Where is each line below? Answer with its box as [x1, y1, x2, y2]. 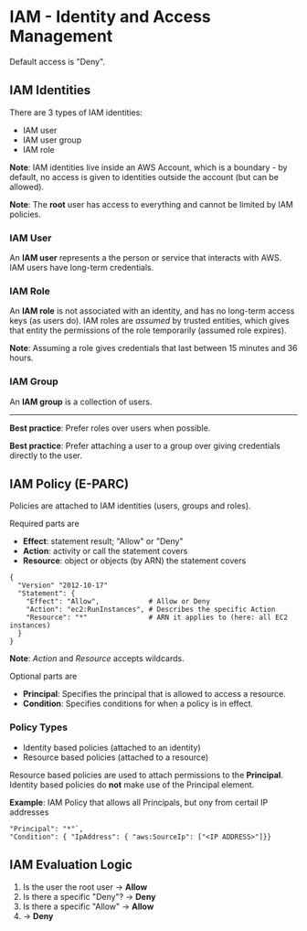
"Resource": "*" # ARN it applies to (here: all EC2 [26, 613, 288, 623]
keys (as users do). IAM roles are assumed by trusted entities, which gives [9, 316, 290, 326]
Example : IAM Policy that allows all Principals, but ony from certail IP [9, 797, 269, 808]
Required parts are [9, 519, 79, 530]
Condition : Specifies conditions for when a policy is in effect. [22, 698, 254, 710]
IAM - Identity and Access [9, 6, 212, 27]
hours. [9, 352, 34, 363]
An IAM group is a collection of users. [9, 396, 153, 407]
